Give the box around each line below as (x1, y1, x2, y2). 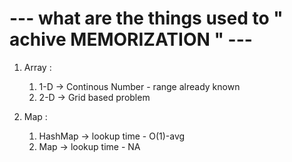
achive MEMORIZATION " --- (9, 28, 253, 51)
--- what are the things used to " (9, 7, 284, 30)
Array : (23, 61, 52, 73)
